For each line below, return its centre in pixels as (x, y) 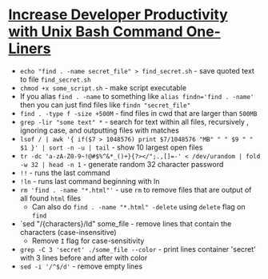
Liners (30, 49)
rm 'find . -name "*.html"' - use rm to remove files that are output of (136, 189)
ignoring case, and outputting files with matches (100, 130)
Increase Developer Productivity (118, 15)
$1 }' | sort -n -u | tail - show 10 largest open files (111, 147)
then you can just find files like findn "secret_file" (105, 105)
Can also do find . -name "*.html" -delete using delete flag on (138, 206)
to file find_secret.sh (55, 79)
